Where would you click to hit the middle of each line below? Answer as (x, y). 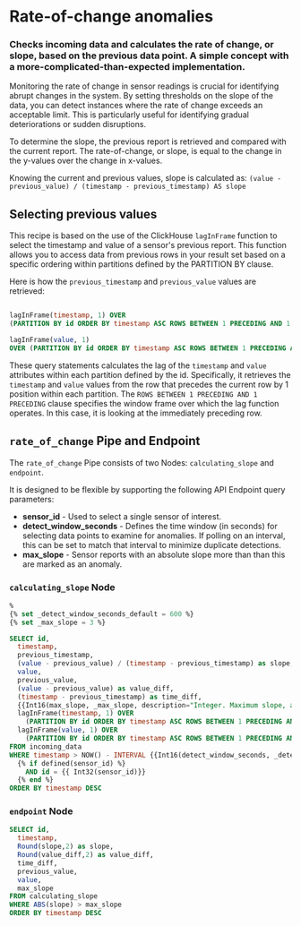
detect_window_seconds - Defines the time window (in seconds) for (150, 526)
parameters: (32, 499)
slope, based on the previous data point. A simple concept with (149, 56)
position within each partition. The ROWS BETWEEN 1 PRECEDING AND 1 (133, 394)
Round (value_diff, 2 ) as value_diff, (86, 855)
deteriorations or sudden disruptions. (77, 124)
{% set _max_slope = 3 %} (57, 622)
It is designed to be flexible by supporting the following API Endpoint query (147, 489)
